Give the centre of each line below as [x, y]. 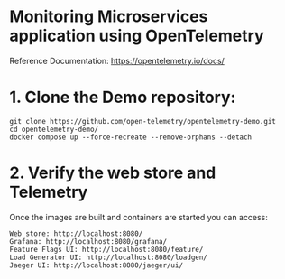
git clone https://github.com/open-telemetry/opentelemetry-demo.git [143, 121]
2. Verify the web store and [113, 173]
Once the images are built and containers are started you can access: [138, 217]
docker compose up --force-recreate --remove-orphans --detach [131, 137]
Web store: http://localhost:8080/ [76, 233]
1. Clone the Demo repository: [123, 98]
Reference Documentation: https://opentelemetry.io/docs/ [117, 60]
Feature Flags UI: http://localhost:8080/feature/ [106, 249]
